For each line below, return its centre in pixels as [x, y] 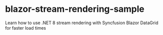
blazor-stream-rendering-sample [75, 9]
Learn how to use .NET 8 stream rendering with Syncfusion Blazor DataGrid [82, 23]
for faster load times [26, 28]
